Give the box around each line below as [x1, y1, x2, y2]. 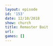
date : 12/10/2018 [5, 16, 40, 21]
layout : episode [5, 7, 38, 12]
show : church [5, 20, 31, 25]
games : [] [5, 34, 25, 39]
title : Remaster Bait [5, 25, 49, 30]
